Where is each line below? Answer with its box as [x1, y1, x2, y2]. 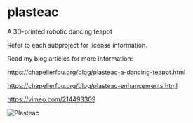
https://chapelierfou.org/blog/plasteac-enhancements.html [7, 81, 178, 89]
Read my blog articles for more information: [7, 54, 133, 63]
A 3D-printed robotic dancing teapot [7, 27, 112, 36]
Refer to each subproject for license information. [7, 41, 147, 49]
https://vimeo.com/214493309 [7, 95, 96, 103]
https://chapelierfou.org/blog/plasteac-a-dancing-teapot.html [7, 68, 186, 76]
